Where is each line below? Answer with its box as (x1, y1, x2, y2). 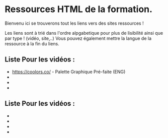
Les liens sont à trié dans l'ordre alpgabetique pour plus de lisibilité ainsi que (5, 30, 163, 36)
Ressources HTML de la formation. (5, 4, 153, 15)
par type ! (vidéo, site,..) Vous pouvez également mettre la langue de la (5, 35, 152, 41)
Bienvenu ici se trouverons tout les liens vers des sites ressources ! (5, 20, 144, 26)
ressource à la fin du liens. (5, 40, 59, 46)
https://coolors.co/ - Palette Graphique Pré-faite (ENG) (12, 68, 126, 75)
